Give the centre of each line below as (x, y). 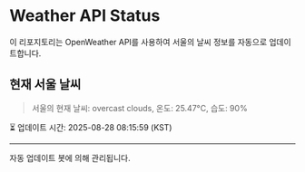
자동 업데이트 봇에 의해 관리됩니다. (70, 158)
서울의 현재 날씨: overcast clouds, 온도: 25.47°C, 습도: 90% (139, 108)
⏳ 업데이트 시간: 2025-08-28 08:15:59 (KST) (91, 127)
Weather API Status (85, 16)
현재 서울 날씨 (45, 85)
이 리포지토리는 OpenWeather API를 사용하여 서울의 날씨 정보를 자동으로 (138, 42)
